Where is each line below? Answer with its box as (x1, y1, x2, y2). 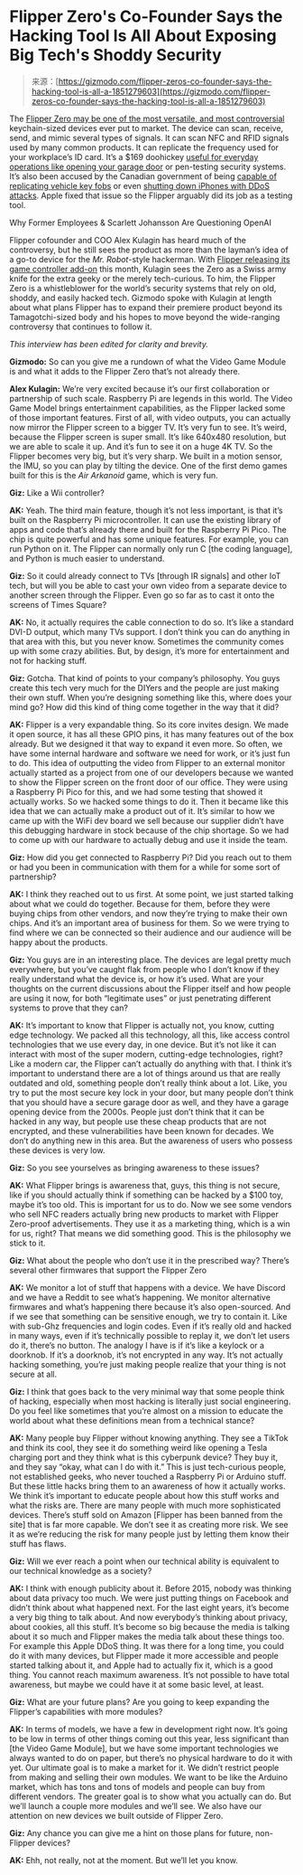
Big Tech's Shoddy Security (9, 45, 223, 65)
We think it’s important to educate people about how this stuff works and (9, 1490, 280, 1501)
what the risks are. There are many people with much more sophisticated (9, 1500, 281, 1510)
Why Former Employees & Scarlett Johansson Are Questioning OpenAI (9, 217, 272, 228)
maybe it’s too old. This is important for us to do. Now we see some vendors (9, 1198, 292, 1209)
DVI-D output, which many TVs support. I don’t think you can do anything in (9, 626, 290, 637)
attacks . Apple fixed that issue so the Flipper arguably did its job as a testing (9, 190, 293, 201)
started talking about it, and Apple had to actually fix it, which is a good (9, 1660, 273, 1671)
